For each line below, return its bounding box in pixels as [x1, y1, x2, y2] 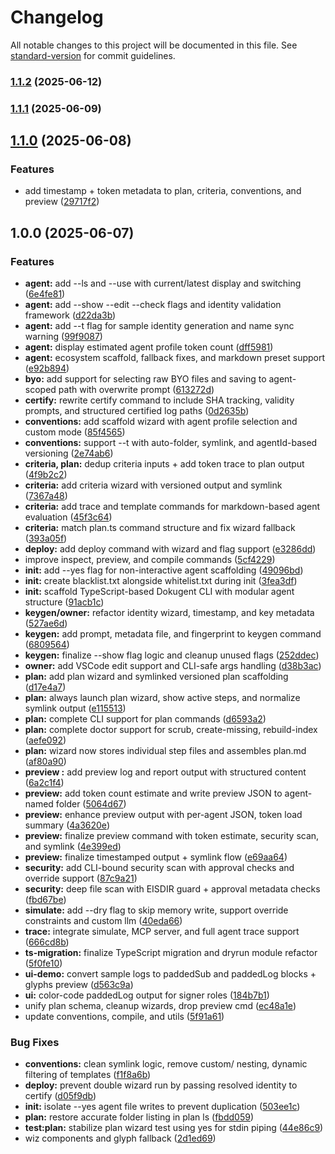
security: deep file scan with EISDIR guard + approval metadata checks [24, 883, 321, 895]
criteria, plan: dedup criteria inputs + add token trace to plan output [24, 458, 305, 470]
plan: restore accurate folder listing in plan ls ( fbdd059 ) [24, 1111, 254, 1123]
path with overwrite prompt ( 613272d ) [58, 384, 215, 396]
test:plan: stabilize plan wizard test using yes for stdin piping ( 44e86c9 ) [24, 1122, 324, 1134]
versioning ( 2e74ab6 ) [24, 447, 114, 460]
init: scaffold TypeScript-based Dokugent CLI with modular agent [24, 586, 295, 598]
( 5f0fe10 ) [24, 957, 63, 970]
